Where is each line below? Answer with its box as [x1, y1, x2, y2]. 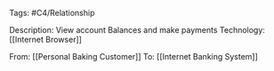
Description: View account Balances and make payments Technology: [9, 25, 265, 35]
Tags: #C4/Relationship [9, 8, 95, 18]
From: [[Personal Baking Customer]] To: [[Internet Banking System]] [9, 51, 258, 61]
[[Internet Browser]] [9, 35, 83, 44]
